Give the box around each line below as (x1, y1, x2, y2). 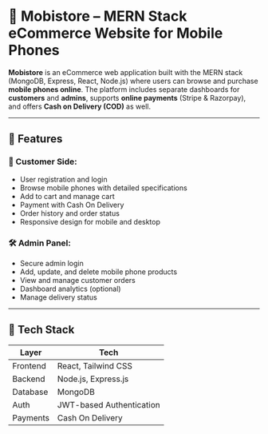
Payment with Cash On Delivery (19, 200, 124, 209)
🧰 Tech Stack (8, 323, 75, 336)
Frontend (12, 360, 46, 371)
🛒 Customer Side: (8, 156, 77, 167)
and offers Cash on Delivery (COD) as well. (8, 102, 152, 111)
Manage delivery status (19, 292, 97, 302)
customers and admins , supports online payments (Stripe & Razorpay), (8, 93, 246, 102)
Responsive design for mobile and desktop (19, 217, 161, 226)
